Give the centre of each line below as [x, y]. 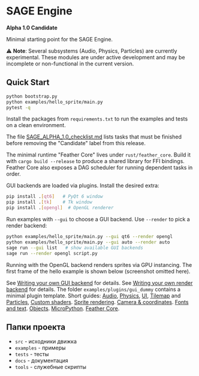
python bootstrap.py [32, 96]
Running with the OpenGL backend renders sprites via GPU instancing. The [99, 264]
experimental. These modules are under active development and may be [96, 57]
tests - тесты [32, 354]
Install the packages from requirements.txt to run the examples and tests [97, 119]
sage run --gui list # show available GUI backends [75, 248]
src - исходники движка [46, 342]
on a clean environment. [36, 125]
